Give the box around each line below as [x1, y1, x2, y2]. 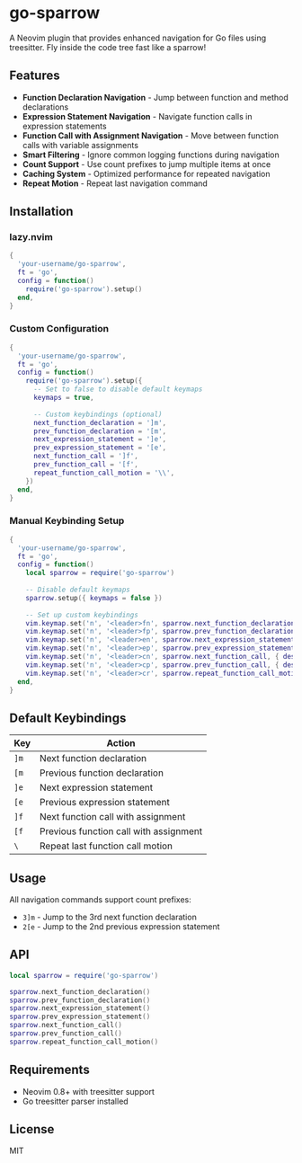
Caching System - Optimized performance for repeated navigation [22, 168, 271, 179]
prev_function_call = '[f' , [32, 460, 139, 469]
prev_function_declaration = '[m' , [32, 426, 167, 436]
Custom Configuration [9, 323, 110, 335]
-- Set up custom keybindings [25, 610, 139, 619]
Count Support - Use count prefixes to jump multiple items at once [22, 158, 271, 169]
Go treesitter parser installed [22, 1096, 129, 1106]
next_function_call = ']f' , [32, 452, 139, 461]
